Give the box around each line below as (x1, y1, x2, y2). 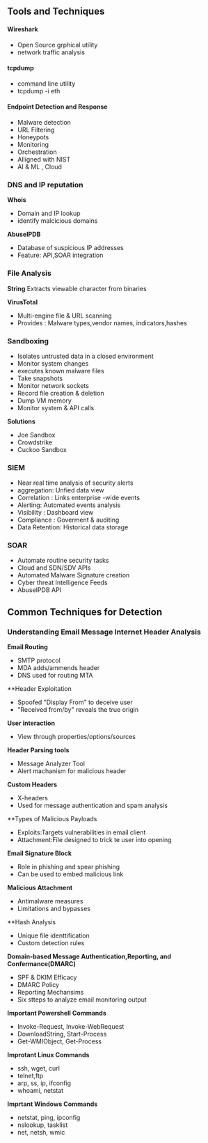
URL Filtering (17, 125, 55, 134)
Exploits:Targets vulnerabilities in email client (17, 828, 146, 837)
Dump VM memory (17, 396, 72, 405)
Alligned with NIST (17, 155, 71, 163)
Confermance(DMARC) (7, 960, 77, 968)
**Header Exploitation (7, 685, 72, 693)
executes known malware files (17, 366, 104, 375)
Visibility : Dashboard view (17, 508, 94, 517)
